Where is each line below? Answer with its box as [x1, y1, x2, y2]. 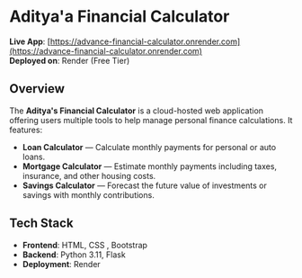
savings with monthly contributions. [22, 189, 155, 200]
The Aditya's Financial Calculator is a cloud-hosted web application [9, 105, 263, 116]
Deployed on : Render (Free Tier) [9, 55, 130, 66]
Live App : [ [9, 36, 51, 47]
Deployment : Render [22, 258, 101, 269]
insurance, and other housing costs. [22, 170, 156, 181]
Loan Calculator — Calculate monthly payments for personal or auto [22, 141, 277, 152]
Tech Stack [9, 216, 74, 231]
